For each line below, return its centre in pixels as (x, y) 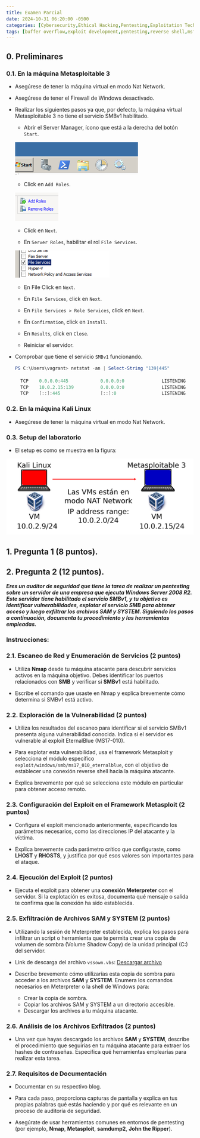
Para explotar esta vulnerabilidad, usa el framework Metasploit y (94, 752)
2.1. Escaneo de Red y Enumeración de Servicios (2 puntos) (93, 656)
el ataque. (27, 862)
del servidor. (30, 951)
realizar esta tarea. (38, 1058)
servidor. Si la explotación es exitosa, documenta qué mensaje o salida (101, 897)
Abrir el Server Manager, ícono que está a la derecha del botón (101, 127)
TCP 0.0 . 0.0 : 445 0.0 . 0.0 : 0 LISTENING (103, 381)
